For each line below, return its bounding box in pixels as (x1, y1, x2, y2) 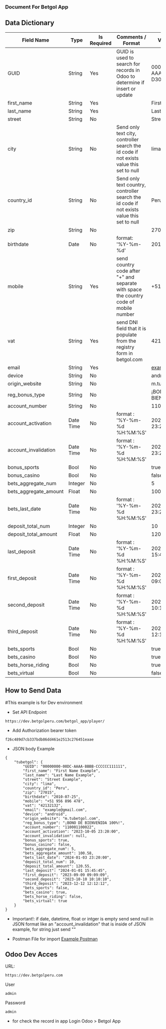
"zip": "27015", (23, 790, 56, 795)
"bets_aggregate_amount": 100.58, (23, 851, 94, 856)
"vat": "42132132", (23, 803, 63, 808)
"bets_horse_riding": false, (23, 894, 83, 899)
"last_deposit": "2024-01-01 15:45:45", (23, 868, 107, 873)
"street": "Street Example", (23, 777, 83, 782)
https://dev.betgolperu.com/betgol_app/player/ (5, 719, 105, 724)
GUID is (116, 48, 134, 55)
